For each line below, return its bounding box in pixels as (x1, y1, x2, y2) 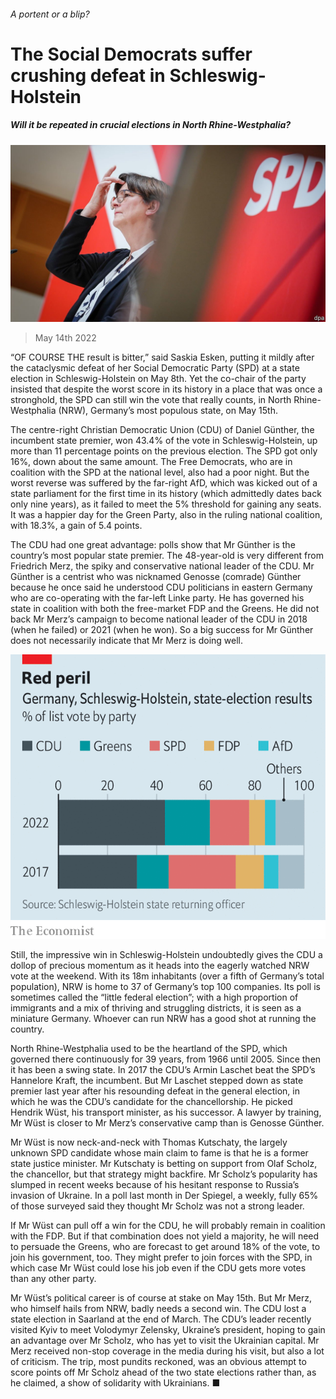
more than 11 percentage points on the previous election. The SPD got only (10, 445, 318, 457)
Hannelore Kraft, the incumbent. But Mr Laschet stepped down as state (10, 1074, 304, 1086)
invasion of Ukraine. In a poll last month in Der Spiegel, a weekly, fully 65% (10, 1189, 319, 1201)
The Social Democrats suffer (10, 43, 253, 65)
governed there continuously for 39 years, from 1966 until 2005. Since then (10, 1053, 322, 1065)
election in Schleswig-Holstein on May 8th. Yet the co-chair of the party (10, 373, 307, 385)
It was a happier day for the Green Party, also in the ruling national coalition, (10, 509, 323, 521)
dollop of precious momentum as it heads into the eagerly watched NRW (10, 959, 310, 971)
